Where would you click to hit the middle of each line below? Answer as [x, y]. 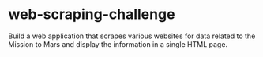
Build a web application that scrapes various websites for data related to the [132, 36]
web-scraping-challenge [92, 14]
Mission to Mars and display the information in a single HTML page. [118, 44]
